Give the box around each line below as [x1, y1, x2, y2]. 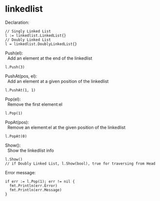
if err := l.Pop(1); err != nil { [5, 179, 75, 184]
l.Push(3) [5, 65, 25, 69]
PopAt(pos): [5, 119, 29, 125]
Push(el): [5, 50, 23, 56]
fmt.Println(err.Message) [9, 187, 62, 192]
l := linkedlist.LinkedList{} [5, 33, 67, 38]
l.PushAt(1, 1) [5, 87, 36, 93]
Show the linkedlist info [7, 147, 54, 153]
